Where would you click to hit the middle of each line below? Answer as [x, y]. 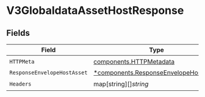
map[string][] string [121, 84]
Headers [20, 84]
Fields [18, 33]
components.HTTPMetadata [134, 61]
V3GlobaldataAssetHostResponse [95, 11]
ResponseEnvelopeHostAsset [49, 72]
